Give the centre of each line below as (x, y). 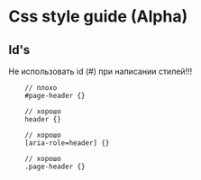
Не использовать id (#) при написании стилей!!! (100, 71)
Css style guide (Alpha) (98, 17)
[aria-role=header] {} (67, 143)
